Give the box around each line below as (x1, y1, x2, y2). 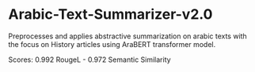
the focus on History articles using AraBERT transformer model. (8, 39, 216, 49)
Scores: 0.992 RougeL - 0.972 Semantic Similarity (8, 55, 172, 64)
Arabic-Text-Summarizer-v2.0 (8, 5, 213, 23)
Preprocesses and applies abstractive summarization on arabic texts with (8, 31, 247, 41)
